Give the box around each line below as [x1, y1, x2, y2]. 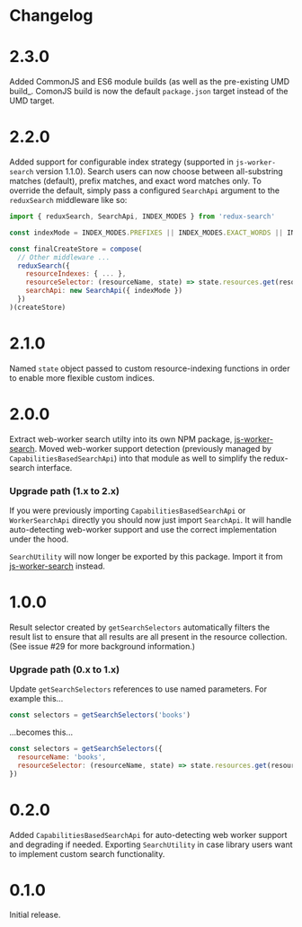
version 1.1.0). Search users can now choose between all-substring [35, 166, 283, 177]
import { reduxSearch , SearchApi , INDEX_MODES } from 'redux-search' [9, 212, 276, 221]
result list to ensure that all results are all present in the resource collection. [9, 631, 288, 642]
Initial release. [9, 909, 61, 921]
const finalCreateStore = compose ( [9, 244, 143, 253]
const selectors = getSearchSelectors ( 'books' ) [9, 711, 191, 720]
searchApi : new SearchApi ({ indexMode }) [25, 287, 182, 296]
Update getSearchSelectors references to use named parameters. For [9, 684, 268, 694]
